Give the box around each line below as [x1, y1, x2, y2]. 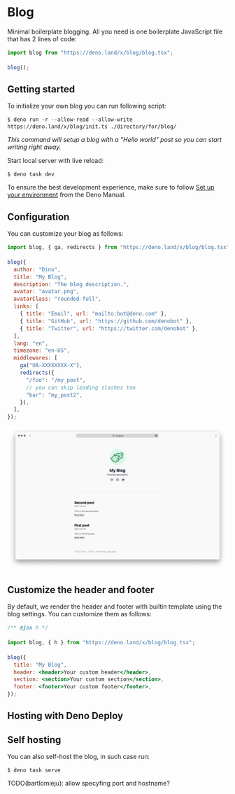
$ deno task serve [7, 767, 61, 774]
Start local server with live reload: [7, 157, 104, 165]
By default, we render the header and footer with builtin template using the [7, 602, 222, 611]
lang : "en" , [13, 340, 49, 347]
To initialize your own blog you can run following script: [7, 102, 166, 111]
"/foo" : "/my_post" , [25, 376, 86, 383]
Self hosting [7, 734, 62, 746]
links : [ [13, 303, 39, 310]
